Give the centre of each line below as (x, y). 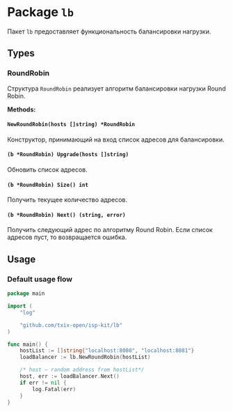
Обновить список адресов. (48, 170)
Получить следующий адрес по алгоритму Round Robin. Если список (110, 230)
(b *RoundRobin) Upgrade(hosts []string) (68, 155)
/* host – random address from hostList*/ (82, 370)
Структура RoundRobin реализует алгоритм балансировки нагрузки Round (116, 89)
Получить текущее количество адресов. (67, 200)
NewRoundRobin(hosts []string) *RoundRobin (71, 125)
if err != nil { (43, 383)
